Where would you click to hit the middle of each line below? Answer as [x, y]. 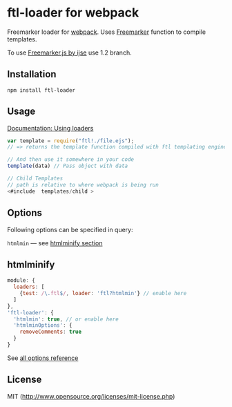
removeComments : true [50, 332]
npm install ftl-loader [41, 90]
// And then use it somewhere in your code [71, 160]
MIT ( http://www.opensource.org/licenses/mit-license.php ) [91, 396]
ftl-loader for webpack [73, 13]
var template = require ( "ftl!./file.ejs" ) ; [71, 141]
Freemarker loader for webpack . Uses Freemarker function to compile [106, 32]
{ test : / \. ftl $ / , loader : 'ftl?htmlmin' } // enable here [103, 294]
